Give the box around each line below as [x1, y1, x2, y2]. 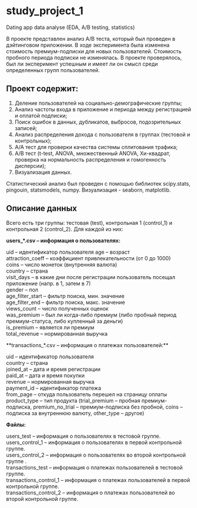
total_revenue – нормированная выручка [6, 330, 108, 337]
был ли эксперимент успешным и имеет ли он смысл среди [6, 60, 158, 67]
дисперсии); [14, 162, 46, 169]
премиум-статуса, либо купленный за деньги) [6, 318, 123, 325]
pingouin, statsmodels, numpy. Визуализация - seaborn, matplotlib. [6, 186, 171, 193]
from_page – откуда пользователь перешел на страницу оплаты [6, 390, 168, 397]
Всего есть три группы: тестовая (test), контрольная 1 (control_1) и [6, 219, 173, 226]
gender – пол [6, 286, 38, 293]
